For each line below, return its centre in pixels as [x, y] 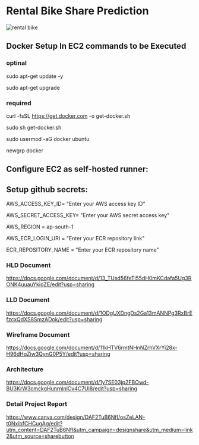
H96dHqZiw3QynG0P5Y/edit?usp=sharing [59, 354]
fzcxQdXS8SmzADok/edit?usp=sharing [54, 319]
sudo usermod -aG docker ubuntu [48, 139]
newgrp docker [25, 151]
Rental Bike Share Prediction [78, 11]
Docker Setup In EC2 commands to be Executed [96, 46]
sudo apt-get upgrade [33, 87]
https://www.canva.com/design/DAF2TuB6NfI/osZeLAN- [76, 417]
